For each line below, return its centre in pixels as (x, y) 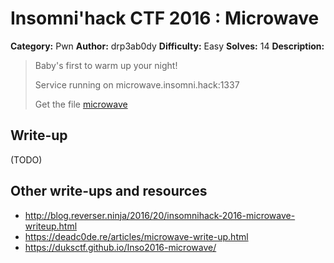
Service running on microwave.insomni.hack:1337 (137, 84)
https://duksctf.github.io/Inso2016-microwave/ (120, 247)
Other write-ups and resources (109, 191)
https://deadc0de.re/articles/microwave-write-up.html (136, 236)
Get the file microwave (81, 104)
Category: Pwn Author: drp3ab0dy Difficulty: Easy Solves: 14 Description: (167, 46)
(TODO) (26, 159)
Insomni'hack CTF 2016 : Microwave (165, 18)
